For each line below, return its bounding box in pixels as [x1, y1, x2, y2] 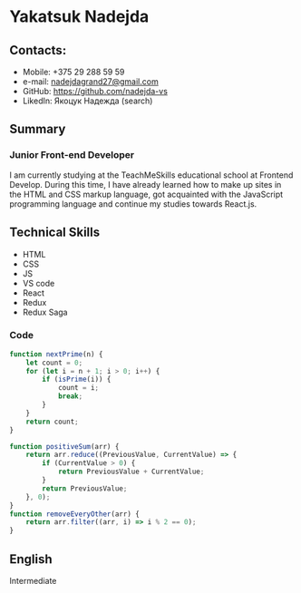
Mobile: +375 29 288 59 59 [22, 66, 125, 77]
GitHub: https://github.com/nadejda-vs [22, 86, 168, 96]
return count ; [25, 417, 79, 426]
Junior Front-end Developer [9, 149, 134, 161]
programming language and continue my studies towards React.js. [9, 198, 257, 209]
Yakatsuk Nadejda [9, 6, 150, 27]
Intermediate [9, 575, 57, 586]
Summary [9, 122, 66, 137]
